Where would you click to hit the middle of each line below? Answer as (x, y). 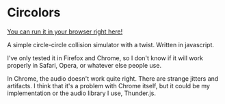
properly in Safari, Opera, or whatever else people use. (84, 65)
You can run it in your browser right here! (65, 31)
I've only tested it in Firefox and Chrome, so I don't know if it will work (105, 58)
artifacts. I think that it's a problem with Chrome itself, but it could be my (109, 86)
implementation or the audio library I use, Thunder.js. (81, 93)
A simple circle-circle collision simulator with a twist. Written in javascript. (110, 44)
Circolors (34, 13)
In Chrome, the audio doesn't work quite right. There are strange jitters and (113, 78)
